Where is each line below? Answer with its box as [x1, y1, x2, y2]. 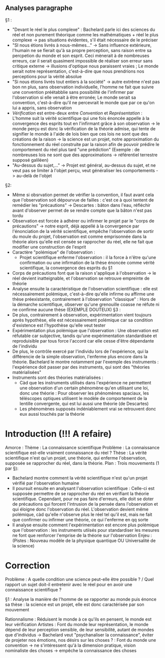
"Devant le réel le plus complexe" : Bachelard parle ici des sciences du [12, 27, 156, 32]
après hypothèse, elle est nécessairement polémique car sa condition [12, 317, 153, 323]
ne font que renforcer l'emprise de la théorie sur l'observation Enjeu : [12, 532, 152, 538]
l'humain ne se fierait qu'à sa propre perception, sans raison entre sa [12, 47, 152, 53]
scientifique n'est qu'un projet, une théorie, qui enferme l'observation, [5, 455, 147, 461]
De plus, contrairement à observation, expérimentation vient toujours [12, 312, 152, 317]
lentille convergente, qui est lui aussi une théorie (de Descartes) [19, 401, 149, 406]
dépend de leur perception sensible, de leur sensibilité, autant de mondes [5, 627, 154, 632]
